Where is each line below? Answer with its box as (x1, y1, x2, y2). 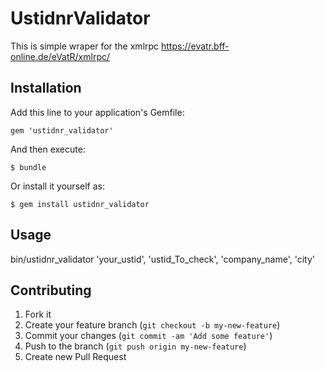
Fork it (24, 308, 52, 321)
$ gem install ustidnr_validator (10, 199, 150, 209)
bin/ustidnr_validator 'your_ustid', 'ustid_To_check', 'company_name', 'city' (10, 253, 316, 265)
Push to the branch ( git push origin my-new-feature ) (24, 340, 247, 352)
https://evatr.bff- (161, 40, 230, 52)
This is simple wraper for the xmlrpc (10, 40, 160, 52)
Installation (10, 80, 82, 97)
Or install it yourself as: (10, 180, 105, 192)
